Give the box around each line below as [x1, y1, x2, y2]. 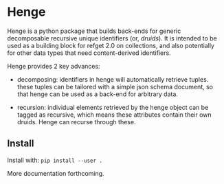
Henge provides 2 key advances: [7, 62, 101, 70]
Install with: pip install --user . [7, 156, 103, 164]
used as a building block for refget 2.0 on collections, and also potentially [7, 41, 215, 49]
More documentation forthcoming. [7, 169, 104, 177]
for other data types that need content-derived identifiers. [7, 49, 171, 57]
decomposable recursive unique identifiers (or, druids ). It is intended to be [7, 34, 218, 42]
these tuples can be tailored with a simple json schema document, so [16, 82, 213, 91]
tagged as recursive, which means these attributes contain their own [16, 111, 212, 119]
